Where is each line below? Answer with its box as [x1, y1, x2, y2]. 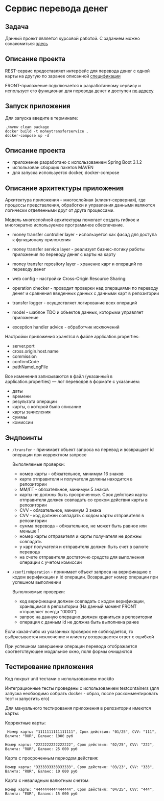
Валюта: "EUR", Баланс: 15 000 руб [5, 791, 78, 796]
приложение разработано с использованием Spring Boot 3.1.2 [12, 159, 142, 165]
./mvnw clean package [5, 125, 49, 129]
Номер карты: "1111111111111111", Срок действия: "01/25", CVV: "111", [7, 729, 157, 734]
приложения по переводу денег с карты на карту [12, 251, 116, 257]
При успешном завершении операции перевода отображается [5, 643, 138, 650]
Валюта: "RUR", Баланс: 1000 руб [5, 733, 73, 738]
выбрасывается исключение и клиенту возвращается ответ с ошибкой [5, 634, 154, 640]
